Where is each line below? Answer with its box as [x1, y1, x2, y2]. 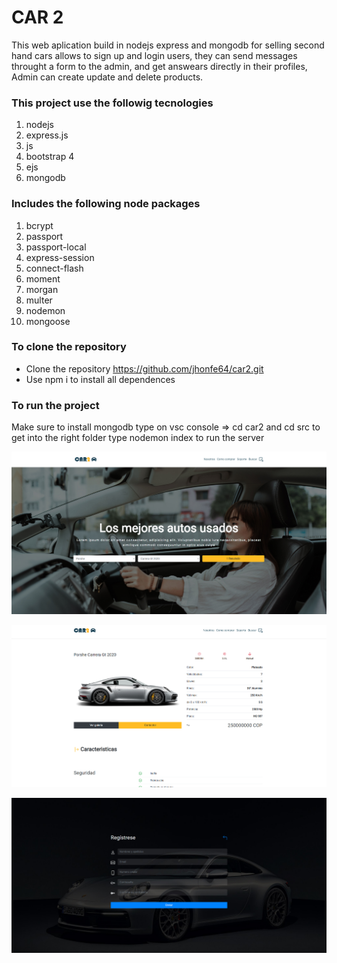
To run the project [11, 398, 100, 412]
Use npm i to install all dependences [25, 373, 176, 385]
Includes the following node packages [11, 197, 201, 211]
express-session [25, 251, 95, 263]
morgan [25, 283, 59, 295]
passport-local [25, 241, 87, 253]
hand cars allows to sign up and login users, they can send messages [11, 49, 298, 61]
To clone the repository [11, 340, 127, 354]
